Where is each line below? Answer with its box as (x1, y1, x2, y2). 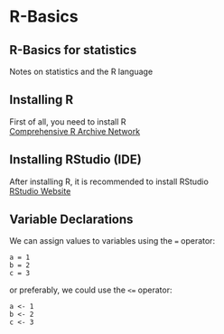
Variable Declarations (9, 212, 134, 227)
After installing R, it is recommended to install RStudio (9, 176, 210, 187)
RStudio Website (9, 185, 71, 196)
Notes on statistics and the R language (9, 66, 154, 77)
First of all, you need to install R (9, 116, 126, 127)
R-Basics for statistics (9, 42, 137, 58)
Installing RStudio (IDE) (9, 152, 142, 168)
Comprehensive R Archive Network (9, 125, 141, 136)
